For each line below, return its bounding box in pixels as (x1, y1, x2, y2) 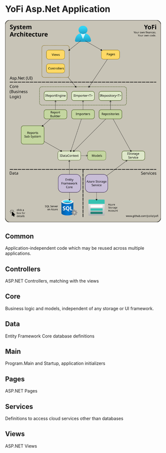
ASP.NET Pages (5, 388, 38, 394)
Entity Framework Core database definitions (5, 333, 95, 339)
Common (5, 232, 34, 240)
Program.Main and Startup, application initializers (5, 360, 105, 366)
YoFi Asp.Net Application (5, 3, 111, 15)
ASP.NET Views (5, 443, 37, 449)
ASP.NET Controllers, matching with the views (5, 278, 99, 284)
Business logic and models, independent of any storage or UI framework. (5, 305, 154, 311)
